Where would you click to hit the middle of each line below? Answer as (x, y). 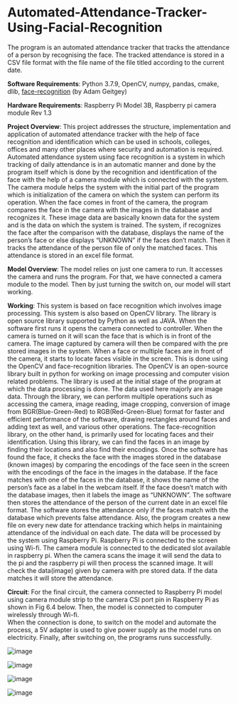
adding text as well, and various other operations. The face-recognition (112, 426)
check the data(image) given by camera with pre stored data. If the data (113, 570)
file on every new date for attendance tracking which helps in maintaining (115, 525)
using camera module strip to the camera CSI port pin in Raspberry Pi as (113, 599)
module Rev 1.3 (29, 113)
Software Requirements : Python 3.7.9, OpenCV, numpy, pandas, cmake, (113, 83)
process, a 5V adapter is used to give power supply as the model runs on (114, 630)
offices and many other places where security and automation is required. (115, 149)
